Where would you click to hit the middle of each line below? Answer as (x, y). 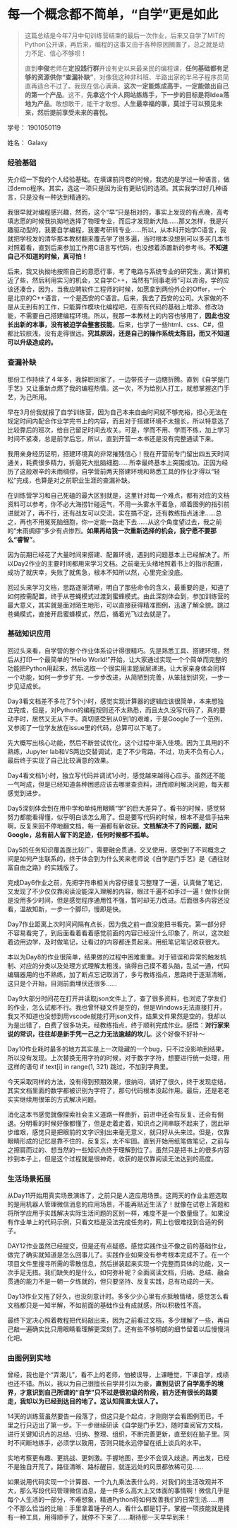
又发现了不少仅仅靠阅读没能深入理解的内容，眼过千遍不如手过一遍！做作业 (115, 891)
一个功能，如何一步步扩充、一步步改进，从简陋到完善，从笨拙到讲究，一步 (115, 677)
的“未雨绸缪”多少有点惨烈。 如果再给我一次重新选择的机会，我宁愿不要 (109, 530)
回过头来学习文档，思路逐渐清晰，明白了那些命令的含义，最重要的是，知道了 (119, 587)
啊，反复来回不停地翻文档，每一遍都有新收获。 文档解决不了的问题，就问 (112, 826)
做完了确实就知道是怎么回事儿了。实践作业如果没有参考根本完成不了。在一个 (119, 1255)
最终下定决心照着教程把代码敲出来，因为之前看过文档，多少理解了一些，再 (115, 1321)
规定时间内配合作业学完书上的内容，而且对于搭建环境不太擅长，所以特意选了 (119, 421)
